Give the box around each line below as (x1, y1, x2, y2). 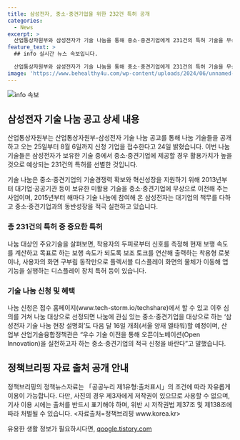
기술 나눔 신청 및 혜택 (7, 286, 75, 296)
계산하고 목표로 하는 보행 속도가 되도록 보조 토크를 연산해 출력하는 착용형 (14, 248, 217, 257)
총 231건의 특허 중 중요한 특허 (7, 222, 103, 232)
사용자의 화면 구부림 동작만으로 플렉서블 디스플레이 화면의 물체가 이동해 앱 (22, 257, 229, 266)
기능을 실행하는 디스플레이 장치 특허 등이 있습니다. (7, 266, 147, 275)
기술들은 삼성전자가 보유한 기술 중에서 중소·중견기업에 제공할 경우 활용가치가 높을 (7, 151, 233, 160)
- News (14, 24, 34, 31)
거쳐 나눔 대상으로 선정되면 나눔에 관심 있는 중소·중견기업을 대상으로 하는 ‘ (20, 312, 226, 321)
